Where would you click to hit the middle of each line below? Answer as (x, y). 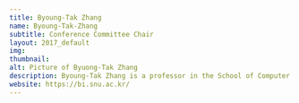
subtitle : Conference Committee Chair (81, 34)
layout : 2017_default (50, 43)
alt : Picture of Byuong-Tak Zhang (74, 68)
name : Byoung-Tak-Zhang (54, 26)
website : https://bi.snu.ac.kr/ (69, 84)
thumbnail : (30, 59)
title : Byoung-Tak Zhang (56, 17)
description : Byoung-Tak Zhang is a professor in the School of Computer (150, 76)
